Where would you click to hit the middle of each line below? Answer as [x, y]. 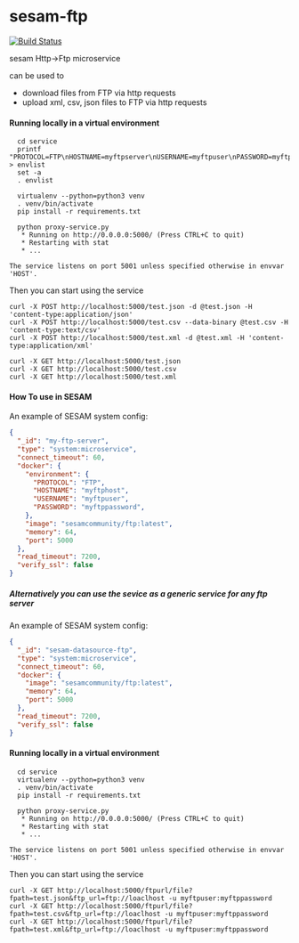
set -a [29, 173]
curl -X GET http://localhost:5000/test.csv [93, 370]
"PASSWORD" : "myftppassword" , [89, 508]
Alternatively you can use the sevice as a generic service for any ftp [139, 593]
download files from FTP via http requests [99, 93]
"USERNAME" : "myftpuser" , [81, 499]
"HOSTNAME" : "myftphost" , [81, 491]
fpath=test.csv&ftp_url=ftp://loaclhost [85, 914]
